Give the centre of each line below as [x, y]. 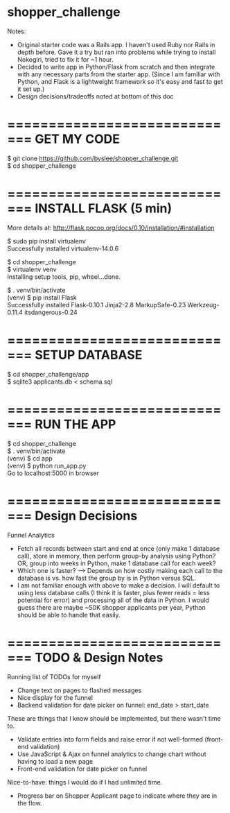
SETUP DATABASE [88, 355]
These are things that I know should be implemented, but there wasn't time [114, 718]
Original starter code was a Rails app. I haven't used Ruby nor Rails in [116, 44]
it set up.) [31, 89]
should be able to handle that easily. [69, 615]
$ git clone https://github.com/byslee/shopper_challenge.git [93, 158]
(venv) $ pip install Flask [42, 297]
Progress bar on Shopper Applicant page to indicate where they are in [117, 796]
